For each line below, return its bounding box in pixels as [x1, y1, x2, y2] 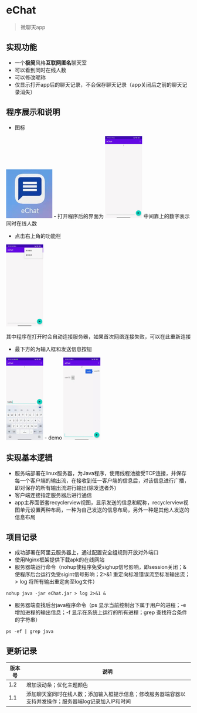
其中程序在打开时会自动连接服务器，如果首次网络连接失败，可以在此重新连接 [6, 333, 191, 340]
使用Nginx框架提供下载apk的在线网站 [14, 556, 105, 563]
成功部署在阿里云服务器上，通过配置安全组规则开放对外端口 [14, 549, 159, 556]
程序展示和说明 [6, 107, 60, 117]
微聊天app [20, 23, 46, 30]
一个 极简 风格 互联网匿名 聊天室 [14, 59, 87, 66]
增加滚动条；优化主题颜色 [26, 681, 88, 688]
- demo [44, 434, 63, 441]
